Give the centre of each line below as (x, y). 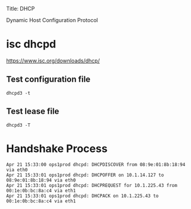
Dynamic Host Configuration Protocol (52, 20)
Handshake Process (57, 149)
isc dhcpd (31, 44)
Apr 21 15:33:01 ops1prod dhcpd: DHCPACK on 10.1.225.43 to (83, 196)
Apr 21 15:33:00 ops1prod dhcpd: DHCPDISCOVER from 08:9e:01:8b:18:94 (96, 164)
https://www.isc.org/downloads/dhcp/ (53, 60)
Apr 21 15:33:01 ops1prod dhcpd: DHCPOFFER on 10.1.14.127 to (85, 175)
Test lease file (33, 112)
